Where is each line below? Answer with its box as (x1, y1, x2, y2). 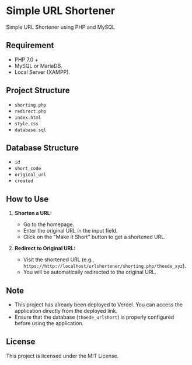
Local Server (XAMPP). (14, 69, 71, 76)
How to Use (6, 194, 49, 204)
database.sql (14, 127, 47, 133)
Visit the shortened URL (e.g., (23, 256, 95, 263)
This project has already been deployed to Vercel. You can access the (14, 301, 183, 308)
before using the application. (14, 320, 84, 326)
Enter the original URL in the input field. (23, 227, 118, 234)
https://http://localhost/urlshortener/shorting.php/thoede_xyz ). (23, 262, 187, 270)
